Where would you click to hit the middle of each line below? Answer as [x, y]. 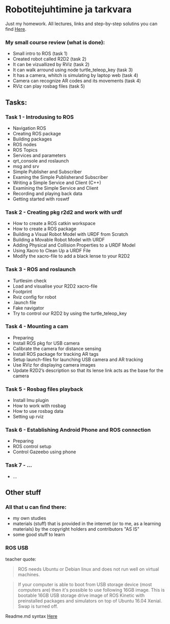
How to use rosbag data [38, 411]
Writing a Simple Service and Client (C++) [57, 183]
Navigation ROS [29, 128]
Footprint [22, 291]
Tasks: [16, 102]
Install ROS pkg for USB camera [46, 343]
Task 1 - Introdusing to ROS [40, 117]
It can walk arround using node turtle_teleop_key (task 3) [73, 70]
